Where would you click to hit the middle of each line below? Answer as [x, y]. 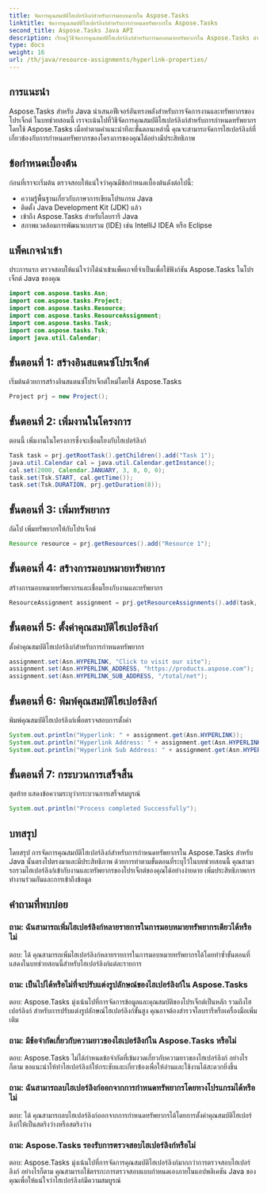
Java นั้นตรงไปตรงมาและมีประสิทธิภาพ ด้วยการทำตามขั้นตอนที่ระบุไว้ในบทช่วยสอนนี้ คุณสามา [132, 862]
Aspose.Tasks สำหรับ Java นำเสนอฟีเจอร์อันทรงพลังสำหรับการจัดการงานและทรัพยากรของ [132, 111]
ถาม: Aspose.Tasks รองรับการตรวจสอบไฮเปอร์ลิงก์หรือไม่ [103, 1145]
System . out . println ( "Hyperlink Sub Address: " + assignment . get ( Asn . [126, 750]
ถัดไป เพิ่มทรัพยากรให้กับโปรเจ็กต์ [52, 529]
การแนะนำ [29, 92]
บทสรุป [23, 833]
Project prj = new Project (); [59, 397]
